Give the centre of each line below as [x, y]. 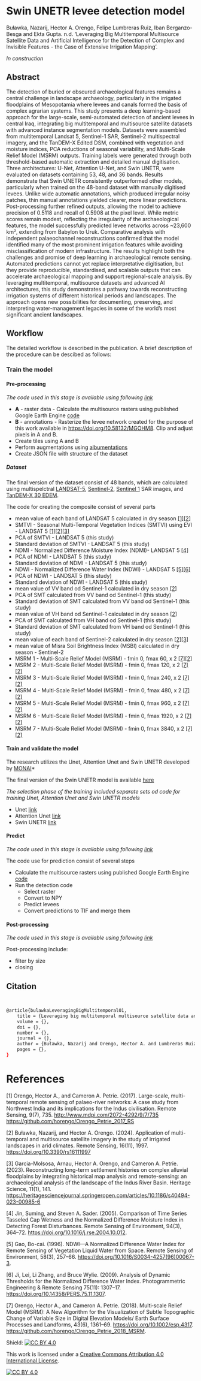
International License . [33, 1360]
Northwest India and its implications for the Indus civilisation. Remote [91, 1108]
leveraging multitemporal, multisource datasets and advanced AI [86, 282]
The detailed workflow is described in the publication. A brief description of [99, 348]
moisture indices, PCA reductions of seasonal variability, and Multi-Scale [96, 149]
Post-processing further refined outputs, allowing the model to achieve [94, 206]
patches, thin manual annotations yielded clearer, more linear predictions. [97, 200]
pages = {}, [32, 1050]
